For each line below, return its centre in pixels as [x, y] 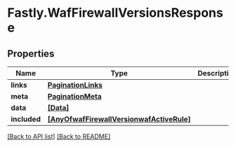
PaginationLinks [75, 85]
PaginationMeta [74, 96]
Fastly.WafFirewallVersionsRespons [115, 13]
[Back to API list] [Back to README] [59, 136]
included [26, 119]
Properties [31, 54]
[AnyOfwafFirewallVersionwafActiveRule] [119, 119]
